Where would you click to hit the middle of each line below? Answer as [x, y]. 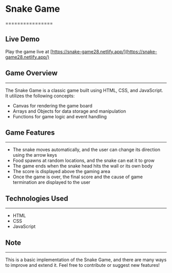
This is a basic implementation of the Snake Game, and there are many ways [86, 260]
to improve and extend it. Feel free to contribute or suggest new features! [83, 265]
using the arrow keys [35, 155]
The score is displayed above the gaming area [61, 172]
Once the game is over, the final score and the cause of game [78, 177]
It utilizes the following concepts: [40, 96]
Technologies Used [37, 198]
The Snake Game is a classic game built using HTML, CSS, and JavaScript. [84, 90]
